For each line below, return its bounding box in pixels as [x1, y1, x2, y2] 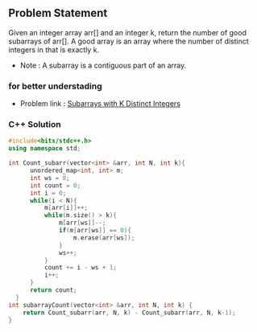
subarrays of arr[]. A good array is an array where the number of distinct [8, 36, 250, 46]
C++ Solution [8, 119, 62, 130]
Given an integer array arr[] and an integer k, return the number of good [8, 27, 247, 37]
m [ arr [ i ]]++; [44, 204, 89, 212]
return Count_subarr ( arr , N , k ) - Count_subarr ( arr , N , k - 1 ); [23, 309, 236, 317]
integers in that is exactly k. [8, 44, 100, 55]
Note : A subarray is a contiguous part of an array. [19, 60, 187, 70]
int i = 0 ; [29, 189, 67, 197]
